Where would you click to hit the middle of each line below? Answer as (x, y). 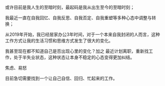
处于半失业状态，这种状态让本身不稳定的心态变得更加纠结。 (74, 57)
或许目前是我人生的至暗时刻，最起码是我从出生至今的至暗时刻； (70, 7)
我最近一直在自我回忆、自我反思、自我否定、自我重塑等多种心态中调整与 (78, 18)
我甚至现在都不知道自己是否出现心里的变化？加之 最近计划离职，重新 (75, 51)
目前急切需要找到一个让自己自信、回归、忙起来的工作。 (61, 78)
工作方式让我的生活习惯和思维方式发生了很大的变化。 (59, 41)
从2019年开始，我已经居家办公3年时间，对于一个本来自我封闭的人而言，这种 (82, 34)
